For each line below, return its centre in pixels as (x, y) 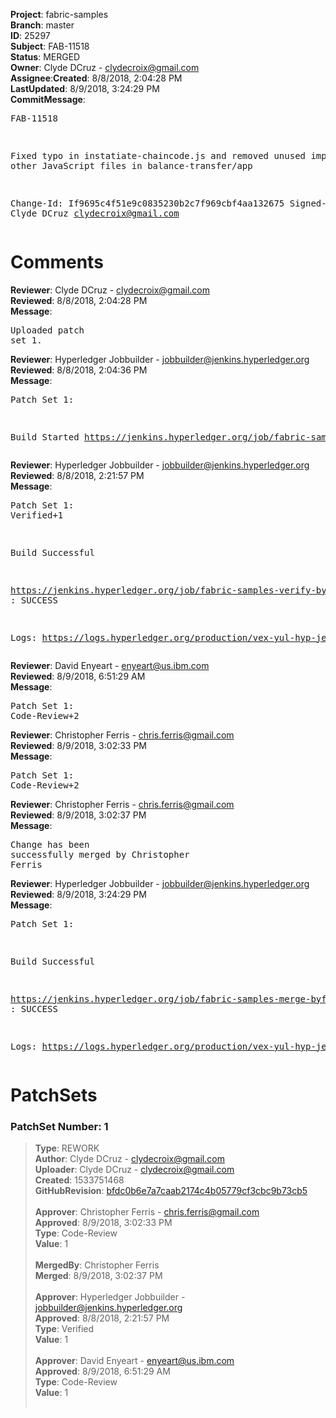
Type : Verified (64, 1329)
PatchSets (54, 1095)
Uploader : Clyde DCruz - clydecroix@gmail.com (134, 1170)
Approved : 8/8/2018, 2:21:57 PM (102, 1318)
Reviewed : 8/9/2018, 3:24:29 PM (78, 894)
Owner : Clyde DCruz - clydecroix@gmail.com (105, 67)
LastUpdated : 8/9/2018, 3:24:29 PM (85, 88)
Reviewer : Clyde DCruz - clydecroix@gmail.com (110, 290)
